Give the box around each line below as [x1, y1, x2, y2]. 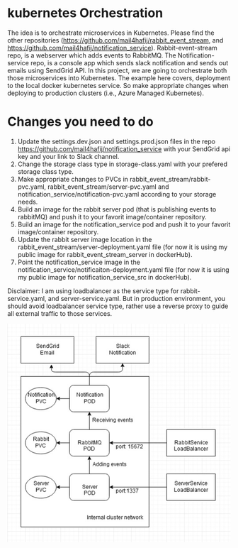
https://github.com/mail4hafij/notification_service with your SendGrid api [17, 144, 231, 153]
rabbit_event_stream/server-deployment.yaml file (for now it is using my [17, 243, 228, 251]
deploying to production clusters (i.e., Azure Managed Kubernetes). [7, 89, 204, 97]
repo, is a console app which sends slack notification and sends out [30, 58, 229, 67]
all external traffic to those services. [7, 309, 113, 317]
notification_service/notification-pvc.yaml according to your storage [17, 190, 217, 198]
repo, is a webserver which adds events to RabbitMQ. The [7, 51, 176, 60]
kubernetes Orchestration [7, 5, 164, 21]
